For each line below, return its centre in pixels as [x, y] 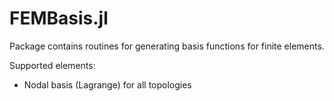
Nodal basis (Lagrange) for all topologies [107, 84]
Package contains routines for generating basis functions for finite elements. [167, 46]
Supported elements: [52, 65]
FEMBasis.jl [59, 18]
